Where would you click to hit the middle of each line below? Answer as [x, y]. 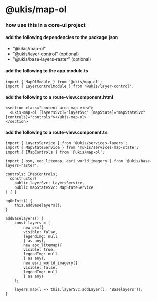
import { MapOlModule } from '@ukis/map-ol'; [54, 82]
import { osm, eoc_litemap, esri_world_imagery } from [64, 161]
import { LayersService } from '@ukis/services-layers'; [66, 143]
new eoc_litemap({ [43, 245]
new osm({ [34, 227]
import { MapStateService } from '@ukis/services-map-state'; [72, 147]
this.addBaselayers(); [38, 205]
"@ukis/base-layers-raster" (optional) [52, 59]
